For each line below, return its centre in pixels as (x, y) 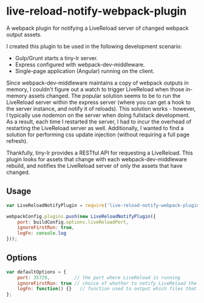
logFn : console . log (42, 233)
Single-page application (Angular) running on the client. (85, 71)
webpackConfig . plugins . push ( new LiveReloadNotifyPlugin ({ (81, 216)
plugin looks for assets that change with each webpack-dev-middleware (97, 159)
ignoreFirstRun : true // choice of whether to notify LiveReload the (107, 283)
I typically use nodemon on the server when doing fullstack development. (98, 115)
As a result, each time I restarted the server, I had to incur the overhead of (99, 121)
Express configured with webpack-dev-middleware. (80, 64)
